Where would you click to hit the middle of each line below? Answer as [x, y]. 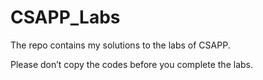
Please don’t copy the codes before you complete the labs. [131, 64]
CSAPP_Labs [65, 17]
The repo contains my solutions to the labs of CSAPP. [120, 45]
